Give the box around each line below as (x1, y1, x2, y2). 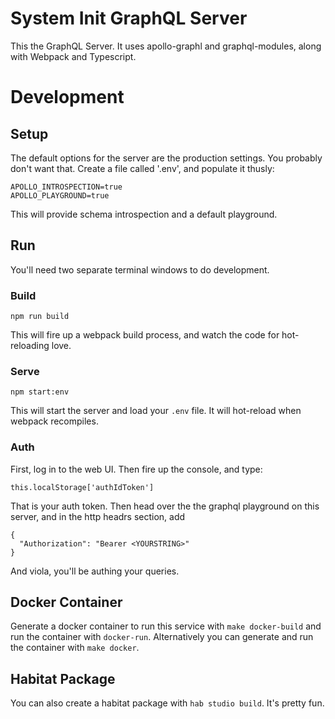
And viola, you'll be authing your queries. (10, 565, 180, 577)
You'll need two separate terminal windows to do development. (10, 263, 270, 276)
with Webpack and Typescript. (10, 50, 137, 62)
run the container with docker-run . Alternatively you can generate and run (10, 631, 314, 643)
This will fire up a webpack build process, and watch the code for (10, 329, 280, 341)
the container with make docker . (10, 642, 140, 654)
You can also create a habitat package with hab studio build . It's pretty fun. (10, 697, 325, 709)
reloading (10, 340, 50, 352)
